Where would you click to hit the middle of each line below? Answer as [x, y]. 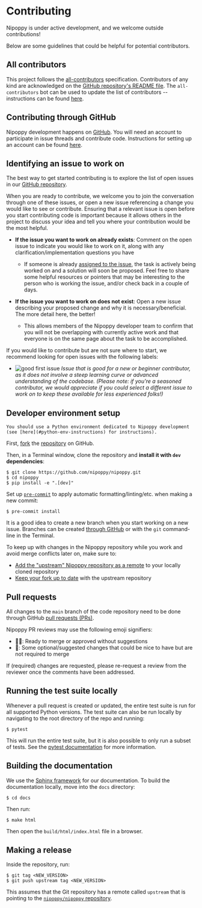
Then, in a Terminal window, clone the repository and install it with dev [94, 455]
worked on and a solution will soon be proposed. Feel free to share [106, 271]
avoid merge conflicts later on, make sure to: [62, 554]
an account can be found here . [44, 145]
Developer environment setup [63, 413]
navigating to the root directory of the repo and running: [75, 718]
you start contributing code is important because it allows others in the [94, 216]
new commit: [22, 500]
